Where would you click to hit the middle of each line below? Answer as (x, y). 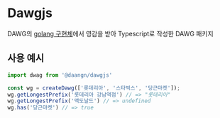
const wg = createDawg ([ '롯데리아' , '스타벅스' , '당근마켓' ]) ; (94, 88)
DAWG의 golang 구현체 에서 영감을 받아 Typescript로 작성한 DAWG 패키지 (111, 33)
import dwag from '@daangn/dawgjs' (60, 75)
